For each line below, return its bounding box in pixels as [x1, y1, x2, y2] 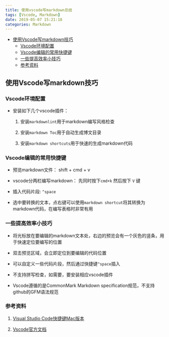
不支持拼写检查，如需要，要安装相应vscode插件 [12, 272, 114, 278]
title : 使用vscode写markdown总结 [5, 7, 72, 13]
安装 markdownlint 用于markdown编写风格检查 [20, 118, 115, 124]
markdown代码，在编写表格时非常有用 [12, 206, 93, 212]
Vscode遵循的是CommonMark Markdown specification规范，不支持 [12, 282, 155, 288]
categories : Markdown [5, 21, 51, 27]
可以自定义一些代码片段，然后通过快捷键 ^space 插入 [12, 260, 121, 266]
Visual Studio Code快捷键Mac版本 [12, 315, 84, 321]
